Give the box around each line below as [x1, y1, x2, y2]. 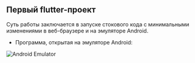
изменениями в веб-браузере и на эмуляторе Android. [6, 27, 149, 34]
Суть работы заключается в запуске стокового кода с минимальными [6, 20, 190, 28]
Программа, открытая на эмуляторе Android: [15, 38, 133, 46]
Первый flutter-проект [6, 5, 96, 15]
